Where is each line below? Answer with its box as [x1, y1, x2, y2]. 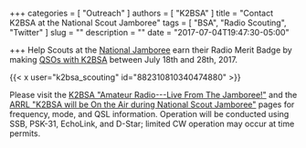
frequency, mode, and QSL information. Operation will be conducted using [9, 109, 290, 119]
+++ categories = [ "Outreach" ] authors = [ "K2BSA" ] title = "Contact [9, 8, 274, 18]
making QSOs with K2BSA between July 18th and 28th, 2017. [9, 54, 237, 64]
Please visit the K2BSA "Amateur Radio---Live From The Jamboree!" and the [9, 90, 298, 100]
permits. [9, 128, 41, 139]
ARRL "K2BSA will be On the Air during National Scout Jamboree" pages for [9, 99, 295, 110]
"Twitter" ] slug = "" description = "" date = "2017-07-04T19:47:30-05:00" [9, 27, 290, 37]
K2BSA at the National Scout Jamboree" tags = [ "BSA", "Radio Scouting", [9, 17, 287, 28]
